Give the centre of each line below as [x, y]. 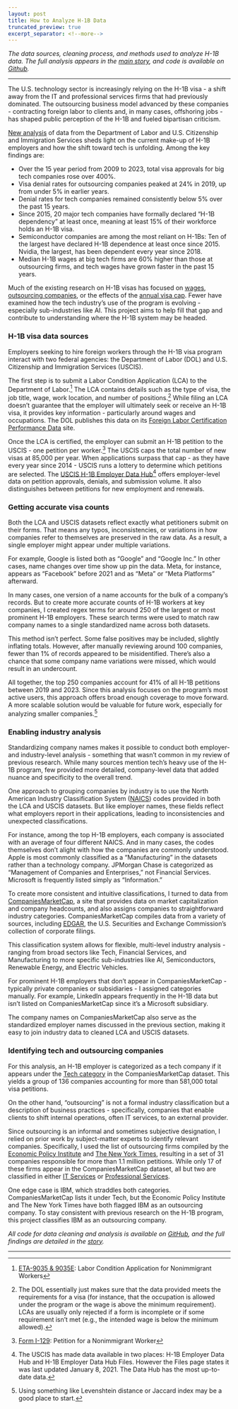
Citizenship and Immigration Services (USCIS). [76, 367]
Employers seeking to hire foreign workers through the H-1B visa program [115, 351]
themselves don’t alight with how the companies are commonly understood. [118, 850]
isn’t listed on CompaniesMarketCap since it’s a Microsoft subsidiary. [108, 1004]
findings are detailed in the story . [56, 1241]
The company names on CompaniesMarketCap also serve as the [102, 1017]
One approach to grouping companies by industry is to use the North [108, 791]
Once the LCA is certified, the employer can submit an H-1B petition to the [115, 441]
